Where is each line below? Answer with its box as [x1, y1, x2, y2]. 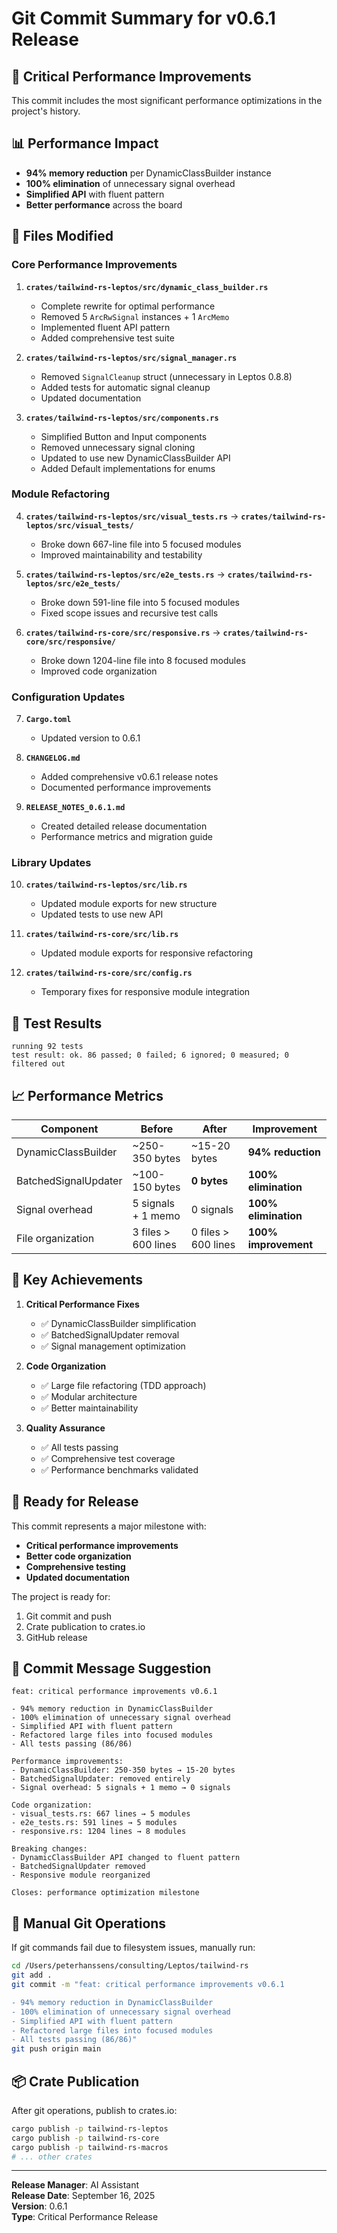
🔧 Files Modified [11, 228, 114, 245]
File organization [16, 1232, 95, 1246]
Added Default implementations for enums [40, 462, 216, 474]
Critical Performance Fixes [25, 1298, 140, 1310]
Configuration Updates [11, 690, 126, 704]
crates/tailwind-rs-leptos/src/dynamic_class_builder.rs [25, 282, 269, 292]
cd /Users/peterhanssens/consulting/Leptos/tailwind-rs [11, 1961, 249, 1971]
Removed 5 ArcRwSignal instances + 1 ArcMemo [40, 310, 230, 322]
